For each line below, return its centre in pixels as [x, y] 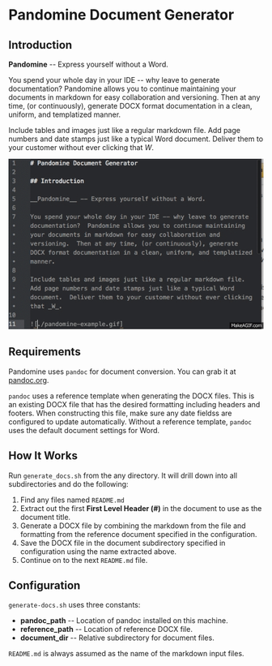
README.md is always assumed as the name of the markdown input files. [126, 654]
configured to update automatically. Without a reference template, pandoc [130, 421]
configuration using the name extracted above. [98, 551]
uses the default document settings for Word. [84, 430]
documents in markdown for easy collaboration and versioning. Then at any [134, 97]
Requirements [45, 352]
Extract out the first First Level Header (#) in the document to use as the [141, 508]
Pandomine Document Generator [121, 15]
